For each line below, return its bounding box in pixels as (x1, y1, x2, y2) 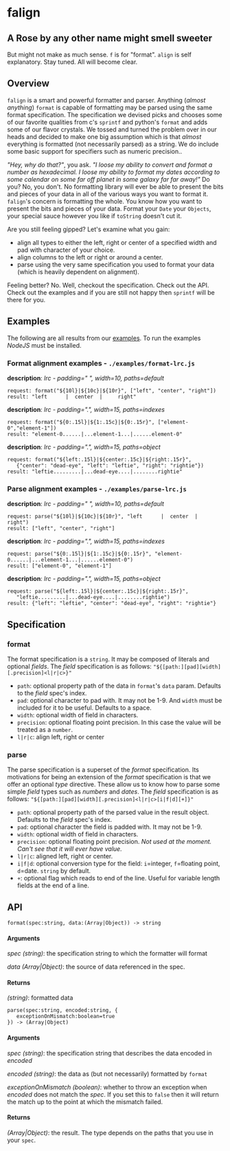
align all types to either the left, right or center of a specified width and (16, 238, 218, 246)
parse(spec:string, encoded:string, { (7, 1007, 118, 1014)
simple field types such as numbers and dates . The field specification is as (7, 788, 218, 796)
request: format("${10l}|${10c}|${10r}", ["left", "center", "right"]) (7, 387, 216, 394)
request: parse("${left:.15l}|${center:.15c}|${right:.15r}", (7, 588, 189, 595)
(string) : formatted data (7, 993, 73, 1002)
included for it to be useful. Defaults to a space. (16, 704, 152, 712)
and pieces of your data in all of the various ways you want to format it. (7, 189, 208, 198)
